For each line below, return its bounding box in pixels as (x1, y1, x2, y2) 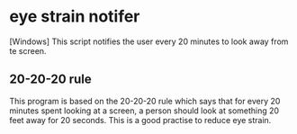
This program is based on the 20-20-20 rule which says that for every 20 (9, 95, 281, 106)
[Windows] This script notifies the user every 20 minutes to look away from (9, 36, 289, 47)
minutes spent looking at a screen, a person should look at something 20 (9, 105, 280, 116)
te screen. (9, 45, 47, 56)
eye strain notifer (9, 6, 140, 27)
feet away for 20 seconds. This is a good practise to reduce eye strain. (9, 114, 272, 125)
